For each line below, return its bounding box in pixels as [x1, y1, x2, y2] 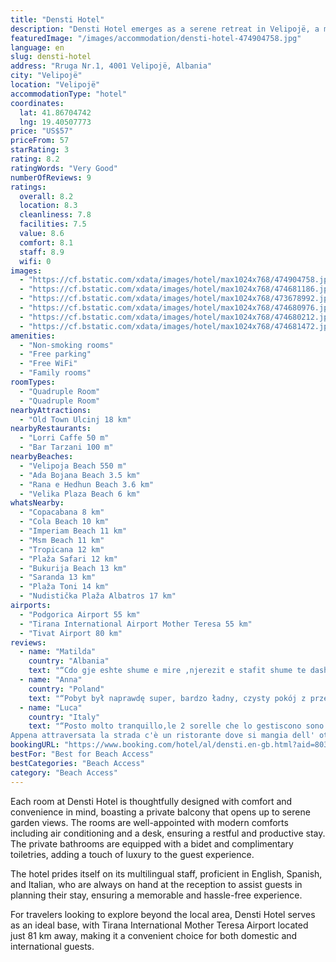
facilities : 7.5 [19, 219, 87, 230]
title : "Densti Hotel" [10, 14, 105, 25]
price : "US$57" [10, 126, 74, 136]
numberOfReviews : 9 [10, 172, 92, 183]
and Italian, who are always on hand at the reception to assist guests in [10, 878, 303, 890]
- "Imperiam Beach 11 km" [19, 526, 128, 536]
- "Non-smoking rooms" [19, 340, 114, 350]
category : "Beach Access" [10, 767, 118, 778]
